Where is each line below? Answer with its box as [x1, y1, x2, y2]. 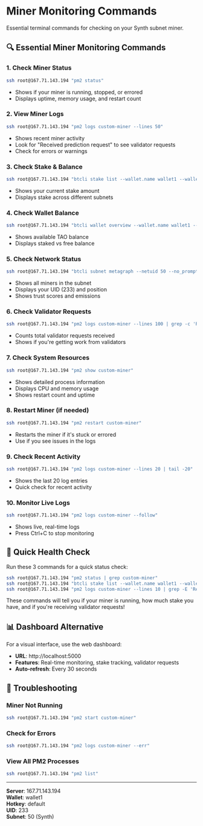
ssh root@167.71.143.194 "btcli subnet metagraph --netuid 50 [6, 268, 166, 275]
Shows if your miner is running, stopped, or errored [14, 88, 143, 96]
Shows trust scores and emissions [14, 292, 101, 300]
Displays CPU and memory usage [14, 385, 99, 392]
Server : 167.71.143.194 [6, 787, 61, 795]
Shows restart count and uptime [14, 391, 95, 398]
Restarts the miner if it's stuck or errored [14, 431, 117, 438]
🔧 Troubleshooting [6, 683, 77, 693]
